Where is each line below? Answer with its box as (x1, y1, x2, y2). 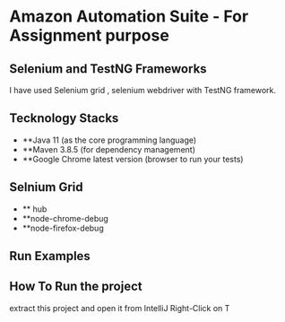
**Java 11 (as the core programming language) (22, 135, 197, 145)
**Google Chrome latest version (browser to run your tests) (22, 153, 244, 164)
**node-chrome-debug (22, 213, 109, 223)
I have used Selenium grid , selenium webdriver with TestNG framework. (9, 85, 276, 95)
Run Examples (9, 248, 91, 264)
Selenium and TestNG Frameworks (9, 61, 208, 76)
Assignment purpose (9, 25, 170, 46)
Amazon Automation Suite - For (9, 6, 249, 27)
